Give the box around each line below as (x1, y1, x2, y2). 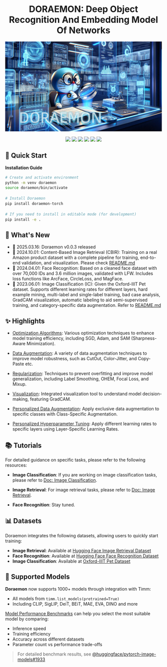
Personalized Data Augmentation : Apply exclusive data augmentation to (12, 406, 160, 412)
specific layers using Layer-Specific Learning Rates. (12, 426, 119, 432)
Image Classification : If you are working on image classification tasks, (12, 471, 158, 477)
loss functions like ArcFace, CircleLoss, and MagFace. (12, 276, 123, 282)
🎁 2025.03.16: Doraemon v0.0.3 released (12, 244, 96, 250)
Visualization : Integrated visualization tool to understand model (12, 391, 142, 397)
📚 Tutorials (5, 441, 42, 449)
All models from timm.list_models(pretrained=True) (12, 595, 120, 602)
